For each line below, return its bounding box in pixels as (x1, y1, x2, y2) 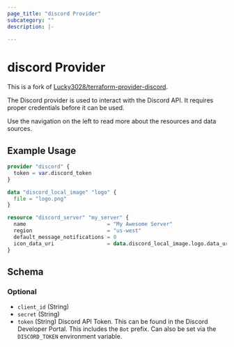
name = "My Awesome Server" (13, 221, 173, 228)
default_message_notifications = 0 (13, 233, 117, 240)
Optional (7, 286, 37, 296)
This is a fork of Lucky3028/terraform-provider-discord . (7, 83, 169, 91)
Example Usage (7, 144, 77, 157)
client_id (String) (17, 302, 70, 311)
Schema (7, 265, 44, 277)
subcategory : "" (7, 17, 54, 24)
